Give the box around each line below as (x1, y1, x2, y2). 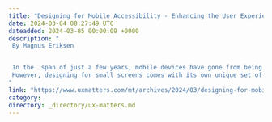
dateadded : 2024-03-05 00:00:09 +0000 (8, 27, 139, 35)
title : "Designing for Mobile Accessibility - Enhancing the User (8, 11, 237, 20)
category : (8, 94, 42, 102)
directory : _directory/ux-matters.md (8, 101, 136, 109)
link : (8, 86, 27, 94)
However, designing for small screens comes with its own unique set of (11, 71, 263, 79)
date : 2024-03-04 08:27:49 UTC (8, 19, 114, 27)
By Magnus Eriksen (11, 42, 74, 50)
